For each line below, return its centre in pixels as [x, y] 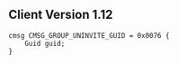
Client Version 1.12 [61, 15]
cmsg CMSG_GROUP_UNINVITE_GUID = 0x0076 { [89, 35]
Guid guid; [45, 43]
